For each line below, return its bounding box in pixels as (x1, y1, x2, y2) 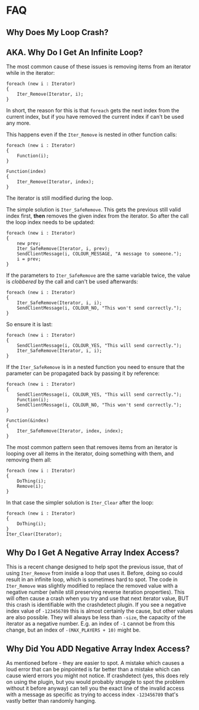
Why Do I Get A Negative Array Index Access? (6, 547, 179, 557)
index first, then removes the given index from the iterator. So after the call (6, 212, 189, 220)
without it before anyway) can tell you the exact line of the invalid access (6, 684, 185, 692)
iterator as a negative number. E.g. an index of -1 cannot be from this (6, 620, 175, 627)
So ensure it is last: (6, 321, 53, 328)
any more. (6, 119, 31, 127)
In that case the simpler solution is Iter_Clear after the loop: (6, 499, 154, 506)
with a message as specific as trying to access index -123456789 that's (6, 691, 179, 698)
